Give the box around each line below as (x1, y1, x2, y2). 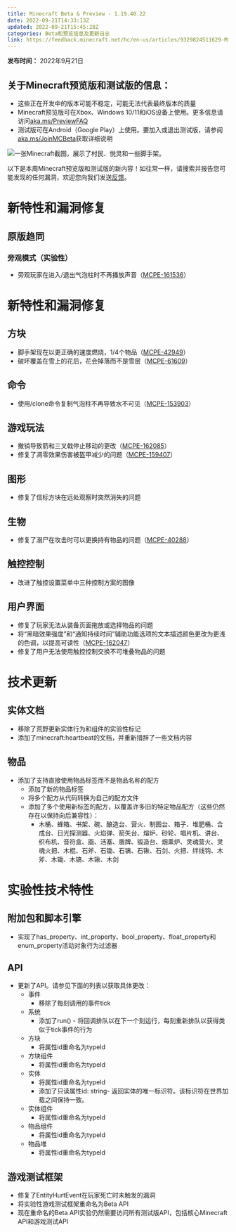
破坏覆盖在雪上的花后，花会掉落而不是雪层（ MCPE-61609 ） (17, 357, 192, 365)
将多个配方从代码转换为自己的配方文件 (27, 793, 139, 802)
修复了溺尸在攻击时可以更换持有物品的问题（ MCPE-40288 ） (17, 536, 193, 544)
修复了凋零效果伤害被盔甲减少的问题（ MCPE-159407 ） (17, 451, 177, 459)
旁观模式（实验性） (7, 253, 72, 263)
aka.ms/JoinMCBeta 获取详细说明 (17, 134, 113, 143)
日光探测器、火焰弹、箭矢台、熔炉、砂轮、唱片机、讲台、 (57, 828, 223, 837)
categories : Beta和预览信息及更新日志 (7, 30, 110, 37)
